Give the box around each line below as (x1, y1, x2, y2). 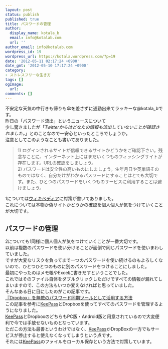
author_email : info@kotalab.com (5, 45, 73, 50)
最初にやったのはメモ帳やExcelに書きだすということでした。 (5, 270, 130, 276)
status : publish (5, 12, 39, 17)
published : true (5, 17, 39, 22)
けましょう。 (17, 185, 44, 191)
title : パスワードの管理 (5, 21, 51, 27)
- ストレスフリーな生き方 (5, 73, 51, 78)
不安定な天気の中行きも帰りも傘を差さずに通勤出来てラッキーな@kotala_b (5, 106, 159, 112)
